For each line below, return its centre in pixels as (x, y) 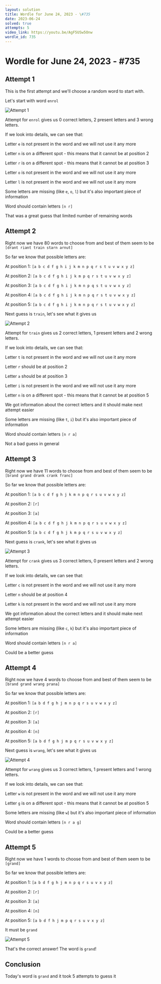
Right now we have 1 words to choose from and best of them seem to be (78, 859)
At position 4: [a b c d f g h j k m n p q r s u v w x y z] (66, 523)
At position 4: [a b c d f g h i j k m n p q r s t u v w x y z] (70, 294)
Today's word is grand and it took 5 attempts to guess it (60, 976)
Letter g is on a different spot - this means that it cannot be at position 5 (77, 803)
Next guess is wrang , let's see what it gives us (51, 750)
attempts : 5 (17, 28)
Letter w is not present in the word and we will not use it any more (71, 794)
